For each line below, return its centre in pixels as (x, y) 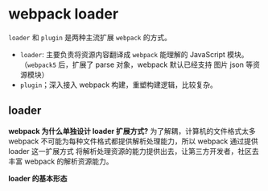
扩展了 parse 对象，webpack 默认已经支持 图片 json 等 (163, 64)
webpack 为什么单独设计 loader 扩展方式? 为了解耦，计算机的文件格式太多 (132, 131)
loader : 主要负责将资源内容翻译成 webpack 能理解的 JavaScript (122, 54)
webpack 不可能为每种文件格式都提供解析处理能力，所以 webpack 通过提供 (134, 141)
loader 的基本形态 (38, 178)
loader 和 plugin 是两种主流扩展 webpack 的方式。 (90, 37)
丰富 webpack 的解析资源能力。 (61, 161)
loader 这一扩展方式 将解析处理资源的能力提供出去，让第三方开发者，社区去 (134, 151)
